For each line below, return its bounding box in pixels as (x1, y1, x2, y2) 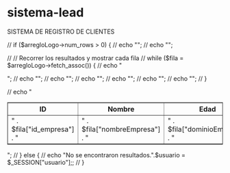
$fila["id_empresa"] (11, 124, 75, 134)
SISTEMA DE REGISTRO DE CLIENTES (7, 27, 115, 36)
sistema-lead (7, 5, 84, 21)
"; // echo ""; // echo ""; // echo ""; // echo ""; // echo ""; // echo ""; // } (7, 74, 207, 83)
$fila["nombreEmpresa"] (81, 124, 161, 134)
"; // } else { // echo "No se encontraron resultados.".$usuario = (7, 150, 186, 159)
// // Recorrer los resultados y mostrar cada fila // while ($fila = (7, 53, 184, 62)
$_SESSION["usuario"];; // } (7, 158, 85, 166)
